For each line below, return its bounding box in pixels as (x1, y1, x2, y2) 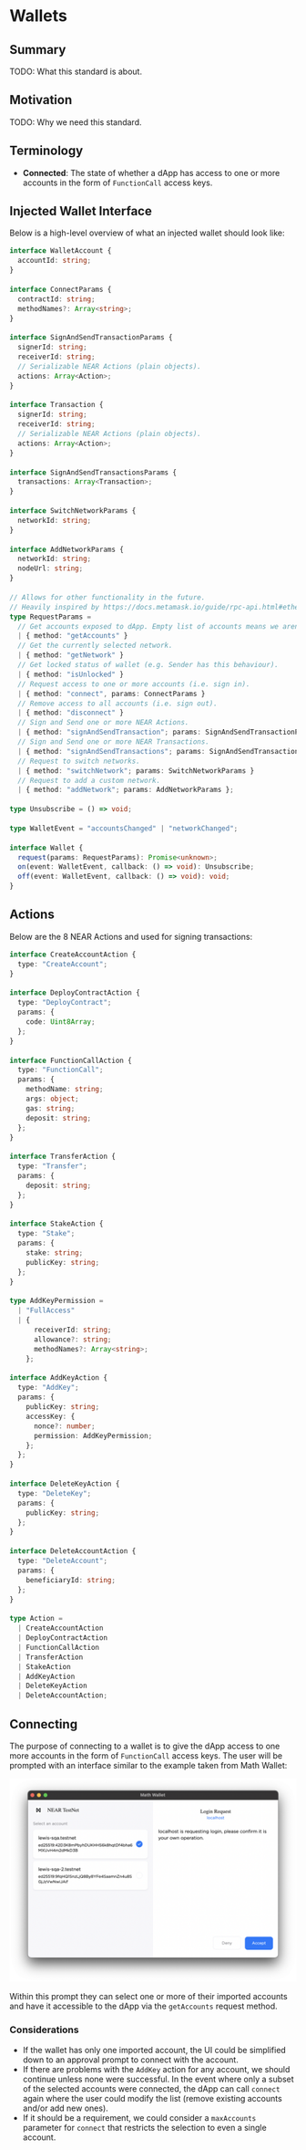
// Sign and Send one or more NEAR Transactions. (17, 737, 209, 746)
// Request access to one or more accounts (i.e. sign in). (17, 679, 250, 689)
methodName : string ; (25, 1085, 104, 1094)
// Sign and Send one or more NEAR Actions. (17, 718, 189, 727)
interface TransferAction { (9, 1152, 117, 1162)
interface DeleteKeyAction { (9, 1479, 120, 1488)
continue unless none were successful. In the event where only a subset (22, 2073, 294, 2084)
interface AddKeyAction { (9, 1373, 107, 1383)
